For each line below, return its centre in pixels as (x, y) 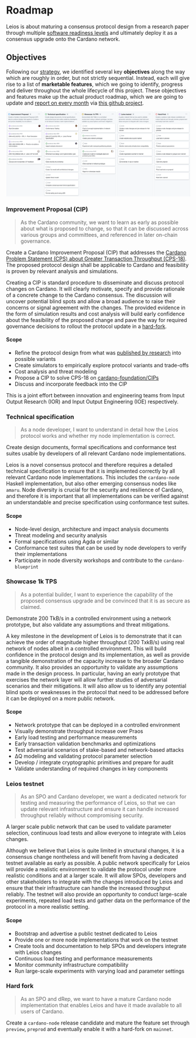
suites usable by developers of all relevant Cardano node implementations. (96, 454)
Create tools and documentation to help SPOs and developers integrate (101, 946)
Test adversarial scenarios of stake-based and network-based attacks (99, 750)
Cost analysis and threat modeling (56, 371)
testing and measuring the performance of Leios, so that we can (98, 803)
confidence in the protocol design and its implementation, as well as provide (98, 654)
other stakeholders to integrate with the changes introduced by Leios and (94, 882)
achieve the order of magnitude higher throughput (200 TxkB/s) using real (95, 642)
